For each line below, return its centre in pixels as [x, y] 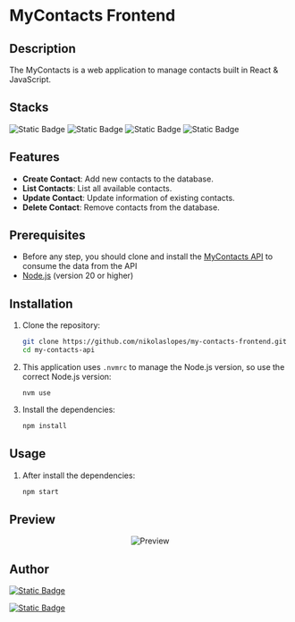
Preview [33, 519]
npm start [41, 492]
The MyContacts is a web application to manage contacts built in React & [144, 70]
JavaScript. [30, 80]
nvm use [36, 393]
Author [29, 569]
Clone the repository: [61, 325]
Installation [41, 303]
